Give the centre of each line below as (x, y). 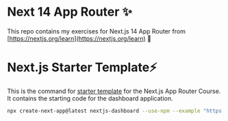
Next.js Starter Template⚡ (82, 67)
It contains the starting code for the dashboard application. (90, 98)
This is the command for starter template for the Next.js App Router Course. (114, 91)
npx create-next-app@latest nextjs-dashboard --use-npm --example (104, 111)
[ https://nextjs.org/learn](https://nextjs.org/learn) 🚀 (79, 38)
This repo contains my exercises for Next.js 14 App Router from (97, 31)
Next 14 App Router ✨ (69, 12)
